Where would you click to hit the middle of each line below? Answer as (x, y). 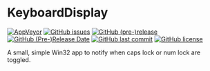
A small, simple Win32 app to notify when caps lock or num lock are (104, 52)
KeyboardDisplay (58, 13)
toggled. (19, 59)
